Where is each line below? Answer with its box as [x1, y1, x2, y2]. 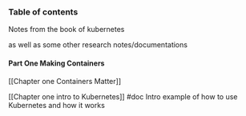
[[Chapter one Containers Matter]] [8, 76, 122, 86]
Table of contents [8, 6, 79, 18]
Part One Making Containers [8, 58, 105, 68]
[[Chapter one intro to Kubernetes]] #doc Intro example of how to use [8, 91, 238, 102]
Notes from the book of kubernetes [8, 25, 125, 34]
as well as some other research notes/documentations [8, 40, 188, 50]
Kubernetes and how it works [8, 100, 106, 110]
